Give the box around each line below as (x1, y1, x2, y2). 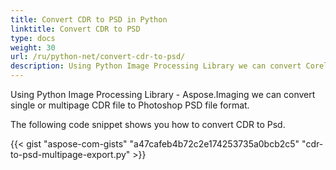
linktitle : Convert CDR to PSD (10, 24, 141, 34)
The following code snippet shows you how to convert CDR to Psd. (10, 119, 286, 130)
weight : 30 (10, 42, 56, 53)
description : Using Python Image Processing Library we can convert (10, 61, 302, 71)
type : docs (10, 33, 56, 43)
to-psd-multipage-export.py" (10, 149, 131, 160)
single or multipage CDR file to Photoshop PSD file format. (10, 99, 250, 111)
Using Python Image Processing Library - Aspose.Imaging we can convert (10, 89, 316, 100)
